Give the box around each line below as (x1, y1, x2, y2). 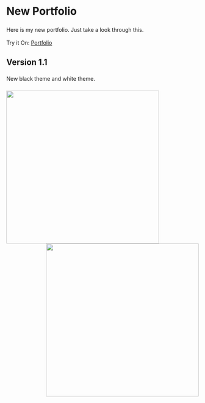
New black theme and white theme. (6, 75, 96, 83)
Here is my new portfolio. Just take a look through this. (6, 26, 144, 34)
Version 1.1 (6, 57, 48, 67)
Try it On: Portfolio (6, 39, 52, 46)
